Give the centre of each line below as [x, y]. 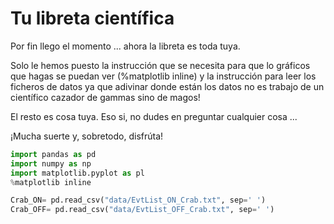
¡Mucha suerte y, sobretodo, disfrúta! [87, 136]
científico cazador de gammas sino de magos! [105, 97]
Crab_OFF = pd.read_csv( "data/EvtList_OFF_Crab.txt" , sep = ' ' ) [142, 210]
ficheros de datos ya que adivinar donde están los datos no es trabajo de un [167, 86]
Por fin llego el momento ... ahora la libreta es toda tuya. [125, 46]
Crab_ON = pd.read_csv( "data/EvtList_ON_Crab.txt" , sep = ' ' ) [138, 200]
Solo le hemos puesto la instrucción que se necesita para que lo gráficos [160, 65]
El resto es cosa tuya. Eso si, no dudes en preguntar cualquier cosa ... [154, 116]
